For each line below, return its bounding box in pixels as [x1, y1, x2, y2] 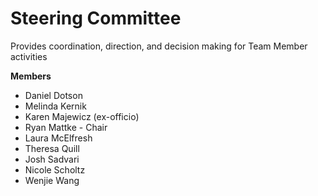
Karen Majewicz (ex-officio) [24, 110, 140, 122]
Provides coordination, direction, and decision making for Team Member [10, 40, 308, 52]
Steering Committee [10, 7, 182, 30]
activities [10, 50, 48, 62]
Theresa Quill [24, 142, 80, 154]
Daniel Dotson [24, 89, 83, 101]
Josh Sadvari [24, 153, 80, 165]
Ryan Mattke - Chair [24, 121, 108, 133]
